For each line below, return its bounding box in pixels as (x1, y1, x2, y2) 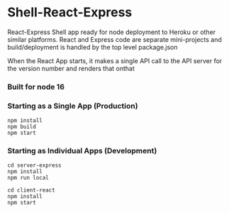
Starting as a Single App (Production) (7, 101, 138, 111)
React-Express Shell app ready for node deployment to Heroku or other (7, 28, 216, 36)
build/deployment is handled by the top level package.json (7, 43, 179, 51)
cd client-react (7, 187, 55, 194)
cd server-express (7, 162, 62, 169)
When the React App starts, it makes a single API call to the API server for (7, 56, 223, 65)
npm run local (7, 175, 50, 182)
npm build (7, 124, 37, 131)
